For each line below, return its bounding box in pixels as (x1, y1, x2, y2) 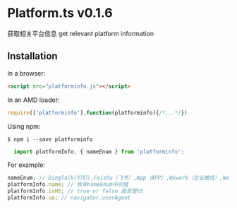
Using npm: (7, 122, 41, 130)
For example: (7, 161, 46, 169)
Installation (7, 50, 58, 62)
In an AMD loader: (7, 96, 60, 104)
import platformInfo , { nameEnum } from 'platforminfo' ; (13, 148, 185, 155)
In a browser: (7, 69, 46, 77)
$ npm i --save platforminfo (7, 136, 93, 143)
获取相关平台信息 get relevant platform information (7, 29, 154, 37)
